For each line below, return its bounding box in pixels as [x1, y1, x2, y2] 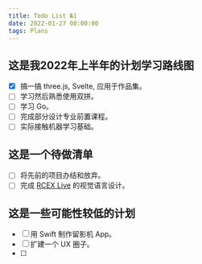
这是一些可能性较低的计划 [8, 206, 135, 220]
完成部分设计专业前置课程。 [19, 112, 113, 122]
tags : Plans [8, 27, 48, 35]
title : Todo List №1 [8, 11, 78, 20]
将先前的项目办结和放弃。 [19, 171, 105, 180]
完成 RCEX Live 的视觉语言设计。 [19, 180, 130, 190]
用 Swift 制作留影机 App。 [30, 229, 117, 239]
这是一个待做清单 [8, 147, 93, 161]
